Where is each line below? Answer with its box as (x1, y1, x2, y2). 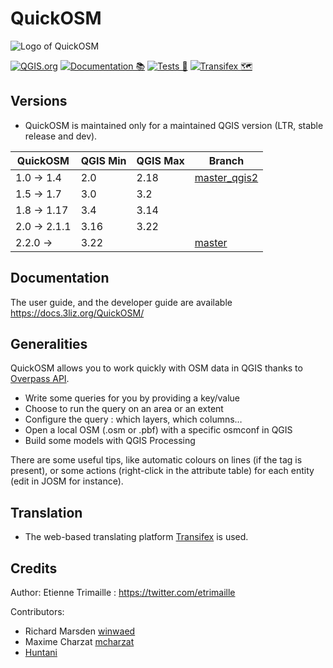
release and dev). (24, 130, 98, 142)
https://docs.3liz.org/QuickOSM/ (10, 307, 145, 319)
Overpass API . (10, 373, 70, 385)
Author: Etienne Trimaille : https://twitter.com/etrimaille (10, 587, 236, 598)
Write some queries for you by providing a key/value (24, 392, 241, 404)
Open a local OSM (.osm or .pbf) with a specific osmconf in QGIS (24, 424, 293, 436)
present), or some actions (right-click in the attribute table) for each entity (10, 465, 315, 477)
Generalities (10, 335, 88, 352)
